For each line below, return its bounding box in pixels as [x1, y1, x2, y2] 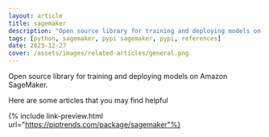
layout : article [8, 11, 63, 20]
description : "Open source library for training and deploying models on [8, 27, 262, 35]
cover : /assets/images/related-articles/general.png [8, 49, 189, 57]
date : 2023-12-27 [8, 42, 67, 50]
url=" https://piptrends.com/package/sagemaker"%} [8, 120, 181, 129]
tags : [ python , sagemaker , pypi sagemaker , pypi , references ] [8, 34, 221, 43]
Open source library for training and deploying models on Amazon [8, 72, 228, 81]
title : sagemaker [8, 19, 67, 27]
